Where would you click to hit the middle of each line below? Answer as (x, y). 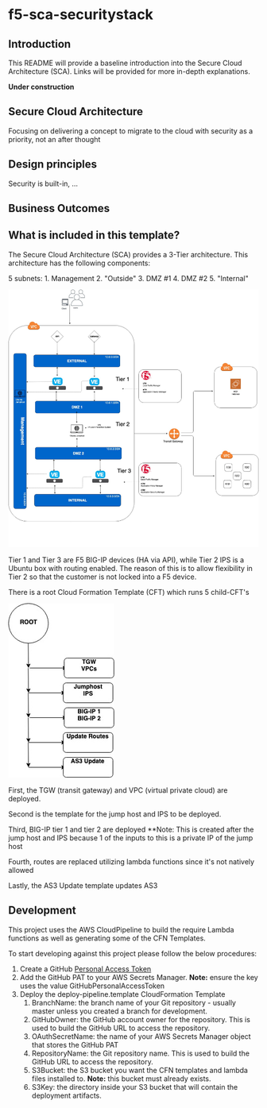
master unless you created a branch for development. (120, 1011)
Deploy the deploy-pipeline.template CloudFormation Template (122, 994)
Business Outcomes (59, 208)
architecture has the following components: (79, 263)
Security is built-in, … (43, 183)
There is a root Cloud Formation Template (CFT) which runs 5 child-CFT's (129, 593)
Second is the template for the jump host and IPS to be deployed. (115, 814)
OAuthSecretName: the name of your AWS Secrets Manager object (141, 1036)
